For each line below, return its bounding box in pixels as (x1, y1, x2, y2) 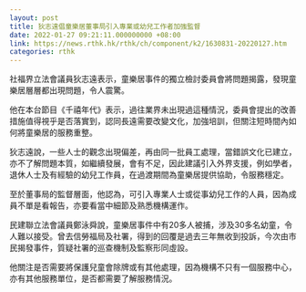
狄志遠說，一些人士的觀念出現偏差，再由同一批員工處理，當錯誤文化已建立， (9, 147, 297, 158)
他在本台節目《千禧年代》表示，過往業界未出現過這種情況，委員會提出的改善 (9, 104, 297, 115)
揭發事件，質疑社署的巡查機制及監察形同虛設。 (16, 243, 193, 254)
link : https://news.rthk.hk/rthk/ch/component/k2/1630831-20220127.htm (9, 38, 287, 48)
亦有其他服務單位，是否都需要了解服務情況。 (9, 273, 178, 284)
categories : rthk (9, 47, 76, 57)
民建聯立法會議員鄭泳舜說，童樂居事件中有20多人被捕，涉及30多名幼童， (9, 220, 285, 231)
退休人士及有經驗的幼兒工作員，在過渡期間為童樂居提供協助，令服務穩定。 (9, 170, 289, 181)
